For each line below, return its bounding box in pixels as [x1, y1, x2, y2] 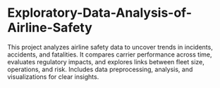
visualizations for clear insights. [7, 72, 99, 81]
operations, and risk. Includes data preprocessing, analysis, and [7, 65, 193, 73]
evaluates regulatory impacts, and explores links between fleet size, [7, 57, 204, 66]
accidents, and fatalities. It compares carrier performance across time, [7, 50, 213, 59]
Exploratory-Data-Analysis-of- [7, 5, 192, 21]
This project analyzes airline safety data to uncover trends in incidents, [7, 43, 213, 51]
